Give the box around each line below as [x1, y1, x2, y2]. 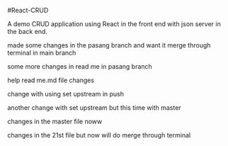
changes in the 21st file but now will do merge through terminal [7, 131, 191, 139]
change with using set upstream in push [7, 90, 124, 98]
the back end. [7, 28, 48, 35]
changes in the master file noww [7, 117, 103, 125]
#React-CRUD [7, 6, 49, 14]
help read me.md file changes [7, 76, 94, 84]
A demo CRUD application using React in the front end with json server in [7, 20, 221, 28]
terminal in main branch [7, 49, 76, 57]
